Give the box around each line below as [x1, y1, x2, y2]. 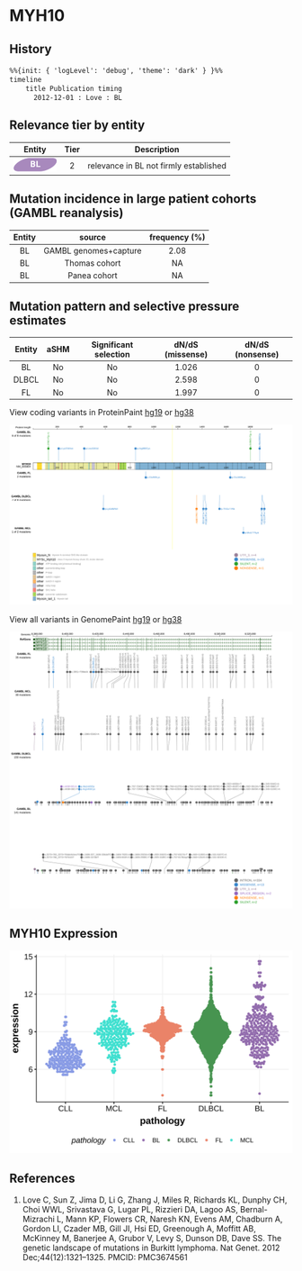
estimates [9, 313, 67, 329]
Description [134, 144, 180, 155]
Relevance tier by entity [9, 118, 146, 133]
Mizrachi [22, 1213, 56, 1225]
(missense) [164, 349, 209, 359]
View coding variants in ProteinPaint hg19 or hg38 [9, 407, 195, 418]
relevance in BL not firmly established [87, 159, 227, 171]
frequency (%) [149, 232, 206, 243]
